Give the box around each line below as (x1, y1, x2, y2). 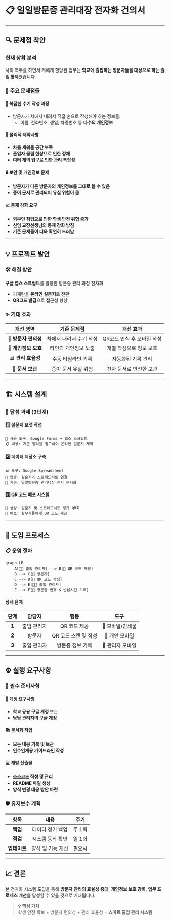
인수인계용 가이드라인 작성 (12, 747, 64, 753)
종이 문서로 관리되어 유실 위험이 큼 (12, 190, 79, 196)
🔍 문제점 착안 (5, 36, 46, 45)
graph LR (5, 560, 24, 565)
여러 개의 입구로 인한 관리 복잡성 (12, 157, 75, 163)
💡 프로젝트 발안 (5, 250, 50, 258)
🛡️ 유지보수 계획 (5, 800, 41, 807)
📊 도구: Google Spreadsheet (5, 468, 64, 473)
